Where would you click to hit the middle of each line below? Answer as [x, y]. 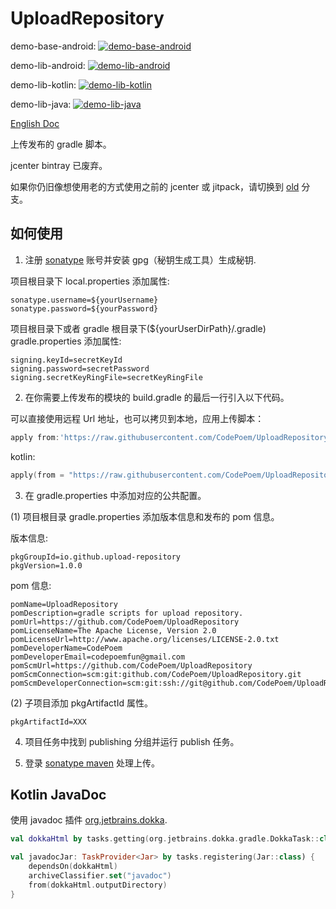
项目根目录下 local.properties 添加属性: [90, 281]
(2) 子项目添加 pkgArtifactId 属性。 [81, 703]
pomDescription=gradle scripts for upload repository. [127, 613]
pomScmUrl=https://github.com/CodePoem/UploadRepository [131, 665]
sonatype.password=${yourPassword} [84, 308]
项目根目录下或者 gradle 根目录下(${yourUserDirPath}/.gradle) [138, 328]
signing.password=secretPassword [80, 368]
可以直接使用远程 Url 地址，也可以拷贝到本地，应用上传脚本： [137, 418]
